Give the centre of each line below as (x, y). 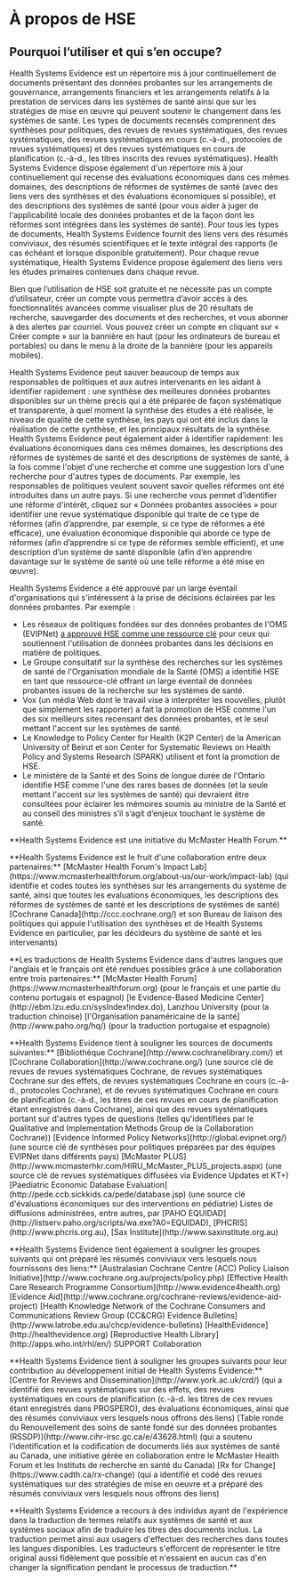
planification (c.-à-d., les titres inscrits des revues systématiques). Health (144, 158)
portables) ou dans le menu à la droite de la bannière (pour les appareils (141, 346)
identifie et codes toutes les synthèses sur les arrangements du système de (148, 886)
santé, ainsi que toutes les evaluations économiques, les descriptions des (144, 895)
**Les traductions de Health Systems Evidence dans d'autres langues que (146, 960)
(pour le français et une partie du (220, 988)
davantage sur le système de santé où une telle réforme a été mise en (137, 561)
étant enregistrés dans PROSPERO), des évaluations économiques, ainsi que (149, 1408)
